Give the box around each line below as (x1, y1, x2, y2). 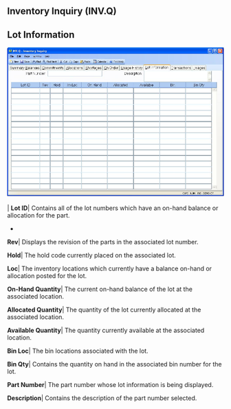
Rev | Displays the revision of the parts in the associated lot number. (7, 237, 199, 246)
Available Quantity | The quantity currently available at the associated (7, 326, 205, 334)
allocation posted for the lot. (7, 271, 87, 280)
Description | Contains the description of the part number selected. (7, 394, 197, 402)
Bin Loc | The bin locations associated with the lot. (7, 347, 149, 355)
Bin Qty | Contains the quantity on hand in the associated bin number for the (7, 360, 222, 368)
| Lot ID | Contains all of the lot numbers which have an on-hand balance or (7, 204, 219, 212)
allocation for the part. (7, 211, 70, 219)
